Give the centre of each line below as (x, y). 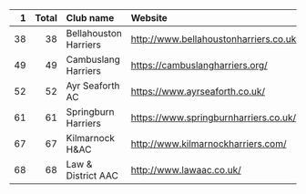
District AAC (92, 175)
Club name (90, 18)
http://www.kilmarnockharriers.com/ (209, 143)
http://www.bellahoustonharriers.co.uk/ (215, 39)
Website (149, 18)
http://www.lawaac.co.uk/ (186, 170)
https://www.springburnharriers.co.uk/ (214, 117)
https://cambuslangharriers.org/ (199, 65)
